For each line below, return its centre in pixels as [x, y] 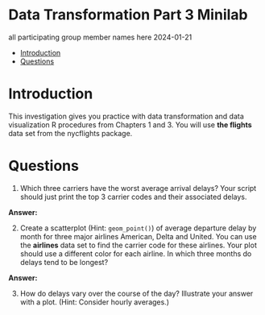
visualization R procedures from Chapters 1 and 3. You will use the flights [130, 124]
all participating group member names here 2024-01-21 [100, 37]
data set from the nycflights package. [70, 133]
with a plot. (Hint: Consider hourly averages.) [95, 302]
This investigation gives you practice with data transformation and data [126, 116]
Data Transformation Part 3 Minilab [128, 15]
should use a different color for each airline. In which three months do [136, 253]
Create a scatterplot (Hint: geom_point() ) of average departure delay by [138, 228]
